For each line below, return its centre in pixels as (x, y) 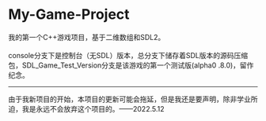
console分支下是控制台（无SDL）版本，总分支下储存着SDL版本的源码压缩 (128, 55)
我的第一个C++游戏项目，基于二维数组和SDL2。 (87, 37)
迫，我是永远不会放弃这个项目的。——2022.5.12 (86, 108)
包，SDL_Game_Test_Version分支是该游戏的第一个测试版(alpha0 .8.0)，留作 (131, 65)
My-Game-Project (69, 15)
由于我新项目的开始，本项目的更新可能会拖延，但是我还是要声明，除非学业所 (133, 99)
